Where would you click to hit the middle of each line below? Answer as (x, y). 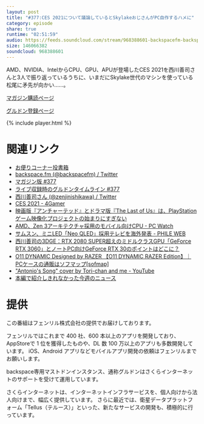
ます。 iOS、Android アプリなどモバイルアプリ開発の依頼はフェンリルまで (104, 351)
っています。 (22, 415)
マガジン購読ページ (30, 97)
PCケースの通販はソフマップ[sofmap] (62, 264)
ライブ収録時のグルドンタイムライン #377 (67, 189)
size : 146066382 (27, 46)
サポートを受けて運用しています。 (59, 379)
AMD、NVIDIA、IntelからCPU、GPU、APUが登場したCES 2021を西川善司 (98, 69)
